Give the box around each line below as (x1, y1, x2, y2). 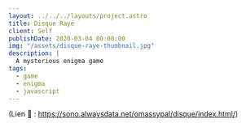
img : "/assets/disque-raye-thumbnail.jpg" (8, 42, 155, 50)
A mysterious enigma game (15, 57, 104, 66)
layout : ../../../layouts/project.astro (8, 11, 148, 20)
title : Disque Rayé (8, 19, 75, 28)
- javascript (15, 87, 60, 95)
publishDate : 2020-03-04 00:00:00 (8, 34, 126, 43)
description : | (8, 49, 60, 57)
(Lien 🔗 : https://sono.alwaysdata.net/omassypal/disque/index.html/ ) (8, 109, 239, 119)
